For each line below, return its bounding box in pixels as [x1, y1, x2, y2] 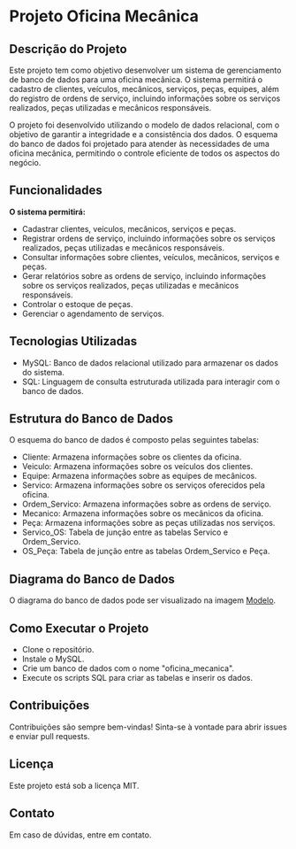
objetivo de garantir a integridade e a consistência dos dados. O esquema [9, 129, 278, 139]
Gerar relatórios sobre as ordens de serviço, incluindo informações [21, 270, 267, 281]
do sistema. [21, 367, 65, 377]
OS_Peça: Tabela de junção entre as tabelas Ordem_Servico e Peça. [21, 546, 270, 557]
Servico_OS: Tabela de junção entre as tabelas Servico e [21, 527, 228, 537]
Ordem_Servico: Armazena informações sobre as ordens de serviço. [21, 498, 272, 510]
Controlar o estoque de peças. [21, 298, 133, 309]
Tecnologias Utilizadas [9, 334, 138, 349]
